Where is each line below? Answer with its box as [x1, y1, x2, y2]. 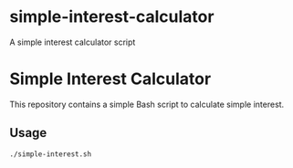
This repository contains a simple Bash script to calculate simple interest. [9, 99, 285, 110]
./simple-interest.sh [9, 149, 92, 159]
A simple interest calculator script [9, 37, 136, 47]
